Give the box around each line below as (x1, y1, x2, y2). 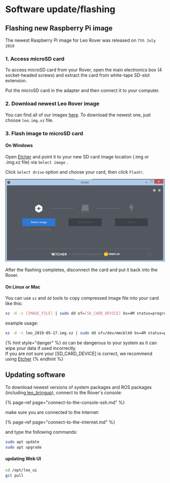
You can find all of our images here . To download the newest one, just (5, 112, 151, 118)
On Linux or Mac (5, 283, 40, 290)
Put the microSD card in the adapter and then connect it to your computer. (5, 87, 160, 93)
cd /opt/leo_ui (5, 467, 37, 473)
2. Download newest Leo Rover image (5, 100, 100, 107)
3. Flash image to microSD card (5, 130, 83, 137)
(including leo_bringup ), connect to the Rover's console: (5, 390, 122, 396)
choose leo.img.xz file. (5, 117, 54, 123)
